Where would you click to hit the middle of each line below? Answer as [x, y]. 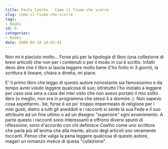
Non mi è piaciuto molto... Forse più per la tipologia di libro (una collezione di [85, 57]
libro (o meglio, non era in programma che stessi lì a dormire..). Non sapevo [83, 98]
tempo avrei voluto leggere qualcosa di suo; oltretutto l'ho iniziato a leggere [83, 88]
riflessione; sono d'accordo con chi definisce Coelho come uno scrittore [80, 125]
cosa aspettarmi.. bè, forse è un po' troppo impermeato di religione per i [80, 104]
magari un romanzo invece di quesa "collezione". [56, 141]
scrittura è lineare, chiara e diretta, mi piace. [51, 73]
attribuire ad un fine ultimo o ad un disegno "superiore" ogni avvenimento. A [84, 114]
